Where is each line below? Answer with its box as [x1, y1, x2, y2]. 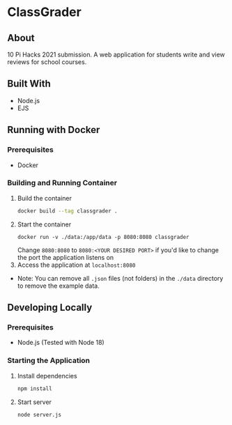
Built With [7, 78, 51, 90]
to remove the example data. [17, 281, 100, 290]
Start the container [17, 220, 72, 229]
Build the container [17, 194, 72, 202]
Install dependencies [17, 371, 78, 380]
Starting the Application [7, 356, 91, 366]
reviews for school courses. [7, 58, 87, 66]
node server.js [17, 411, 62, 418]
